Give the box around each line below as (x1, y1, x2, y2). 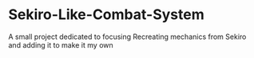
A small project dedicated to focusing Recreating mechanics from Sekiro (8, 32, 247, 41)
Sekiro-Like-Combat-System (8, 6, 205, 24)
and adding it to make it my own (8, 40, 113, 49)
